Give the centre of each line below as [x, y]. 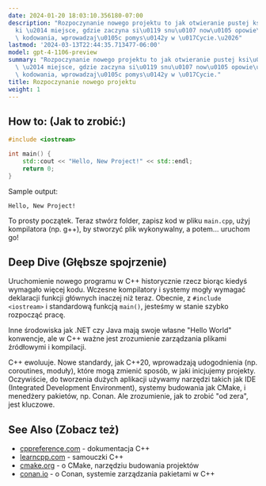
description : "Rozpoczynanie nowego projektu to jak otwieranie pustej [129, 23]
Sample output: [33, 191]
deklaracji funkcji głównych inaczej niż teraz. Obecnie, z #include [115, 298]
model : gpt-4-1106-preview [53, 52]
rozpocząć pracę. [37, 315]
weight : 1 [25, 89]
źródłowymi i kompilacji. [47, 347]
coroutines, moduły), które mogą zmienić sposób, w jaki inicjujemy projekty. [132, 371]
